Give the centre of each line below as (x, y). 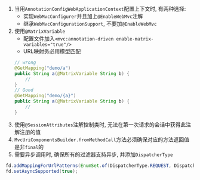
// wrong (25, 63)
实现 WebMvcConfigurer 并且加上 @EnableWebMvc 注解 (83, 16)
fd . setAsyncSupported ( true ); (42, 171)
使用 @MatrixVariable (40, 31)
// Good (24, 90)
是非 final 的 (29, 147)
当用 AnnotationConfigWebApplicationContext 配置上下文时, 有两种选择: (100, 9)
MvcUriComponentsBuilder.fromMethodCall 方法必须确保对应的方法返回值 (101, 139)
